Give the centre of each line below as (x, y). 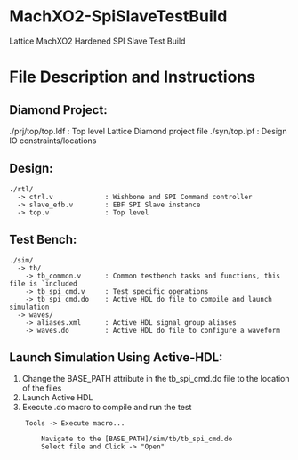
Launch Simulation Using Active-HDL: (116, 357)
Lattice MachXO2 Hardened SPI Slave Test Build (97, 41)
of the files (42, 388)
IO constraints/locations (53, 141)
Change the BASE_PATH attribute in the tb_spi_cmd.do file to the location (156, 379)
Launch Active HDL (57, 398)
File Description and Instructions (133, 77)
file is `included (43, 283)
